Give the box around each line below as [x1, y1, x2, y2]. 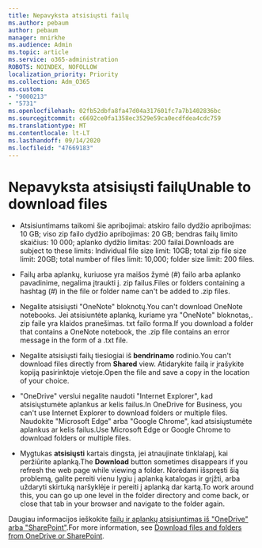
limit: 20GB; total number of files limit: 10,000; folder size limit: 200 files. [19, 255, 255, 264]
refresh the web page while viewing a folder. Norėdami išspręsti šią [19, 466, 240, 475]
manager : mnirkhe [8, 33, 66, 42]
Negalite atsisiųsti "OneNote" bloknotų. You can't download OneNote [19, 302, 243, 312]
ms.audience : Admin [8, 41, 73, 49]
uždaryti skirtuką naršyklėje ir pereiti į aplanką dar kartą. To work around [19, 482, 255, 492]
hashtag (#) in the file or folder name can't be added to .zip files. [19, 286, 231, 297]
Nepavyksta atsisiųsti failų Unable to [8, 178, 252, 196]
